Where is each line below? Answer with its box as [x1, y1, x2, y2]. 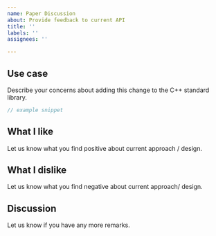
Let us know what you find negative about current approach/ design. [7, 183, 203, 191]
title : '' [7, 23, 36, 30]
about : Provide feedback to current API [7, 17, 126, 24]
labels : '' [7, 29, 39, 37]
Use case [7, 67, 48, 80]
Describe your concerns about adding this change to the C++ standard [7, 86, 210, 94]
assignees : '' [7, 36, 48, 43]
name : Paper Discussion [7, 10, 76, 17]
